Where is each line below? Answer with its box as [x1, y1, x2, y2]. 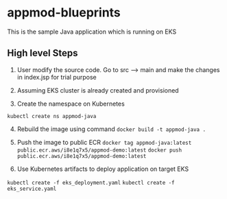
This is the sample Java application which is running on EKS [7, 27, 177, 36]
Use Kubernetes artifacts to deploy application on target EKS [16, 165, 189, 173]
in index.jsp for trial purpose [16, 73, 97, 81]
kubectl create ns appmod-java [7, 113, 97, 119]
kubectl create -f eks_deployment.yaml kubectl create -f [7, 179, 175, 186]
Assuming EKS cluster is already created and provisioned [16, 86, 180, 94]
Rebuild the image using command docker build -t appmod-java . [16, 125, 206, 133]
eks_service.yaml [7, 185, 57, 192]
